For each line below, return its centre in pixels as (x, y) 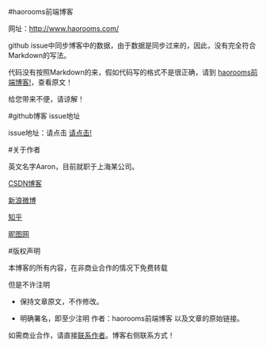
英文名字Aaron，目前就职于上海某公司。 (74, 166)
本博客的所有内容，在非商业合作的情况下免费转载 (88, 268)
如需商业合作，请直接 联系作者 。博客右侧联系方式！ (91, 335)
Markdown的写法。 (40, 55)
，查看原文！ (52, 82)
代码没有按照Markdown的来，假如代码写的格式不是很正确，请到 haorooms (129, 72)
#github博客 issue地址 (44, 116)
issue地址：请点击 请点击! (50, 133)
